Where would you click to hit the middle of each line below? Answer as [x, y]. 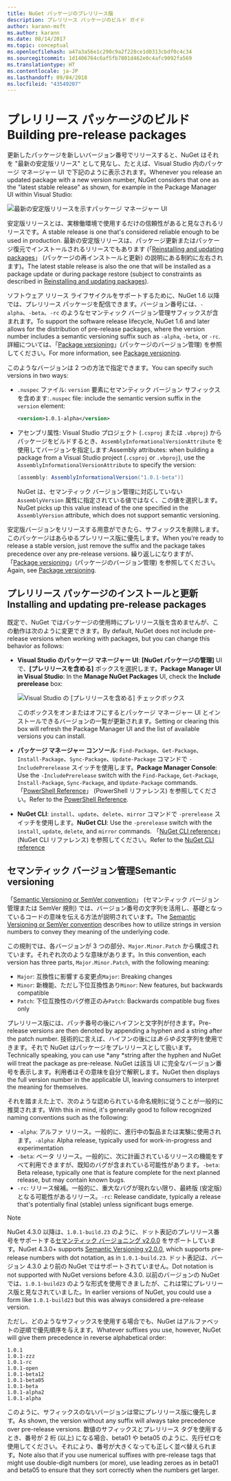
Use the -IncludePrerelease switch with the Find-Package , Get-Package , [118, 775]
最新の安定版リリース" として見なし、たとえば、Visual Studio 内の [111, 164]
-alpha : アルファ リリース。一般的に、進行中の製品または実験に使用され [119, 1132]
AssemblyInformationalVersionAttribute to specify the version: [107, 465]
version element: [41, 406]
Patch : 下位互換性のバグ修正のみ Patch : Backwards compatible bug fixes [118, 1001]
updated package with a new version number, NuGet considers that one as [113, 180]
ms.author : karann [33, 33]
